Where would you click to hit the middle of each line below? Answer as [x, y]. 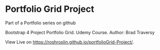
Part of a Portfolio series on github [40, 23]
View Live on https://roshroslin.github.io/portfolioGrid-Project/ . [69, 42]
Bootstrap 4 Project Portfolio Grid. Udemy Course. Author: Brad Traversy [80, 32]
